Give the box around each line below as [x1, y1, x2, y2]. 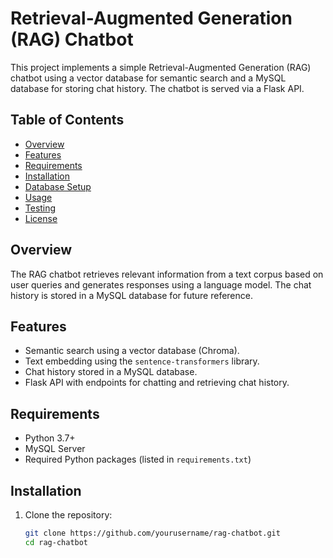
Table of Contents [10, 112, 125, 129]
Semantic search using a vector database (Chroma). [24, 345, 240, 357]
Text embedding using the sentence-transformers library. [24, 355, 260, 367]
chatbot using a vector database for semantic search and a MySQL [10, 72, 287, 84]
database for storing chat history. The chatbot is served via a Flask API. [10, 82, 305, 94]
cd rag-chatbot [24, 537, 89, 547]
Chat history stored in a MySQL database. [24, 366, 198, 378]
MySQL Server [24, 443, 86, 455]
